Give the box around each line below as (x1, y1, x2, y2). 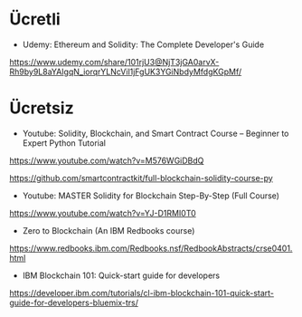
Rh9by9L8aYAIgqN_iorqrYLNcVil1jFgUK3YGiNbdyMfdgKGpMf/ (9, 66, 242, 77)
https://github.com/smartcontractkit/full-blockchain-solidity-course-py (9, 172, 273, 183)
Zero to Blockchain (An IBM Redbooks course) (22, 225, 195, 235)
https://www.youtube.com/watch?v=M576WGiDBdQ (9, 155, 204, 166)
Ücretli (9, 9, 61, 30)
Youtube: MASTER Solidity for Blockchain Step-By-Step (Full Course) (22, 190, 280, 201)
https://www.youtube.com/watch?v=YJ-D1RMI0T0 (9, 207, 196, 218)
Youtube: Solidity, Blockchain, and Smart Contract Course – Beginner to (22, 128, 289, 139)
